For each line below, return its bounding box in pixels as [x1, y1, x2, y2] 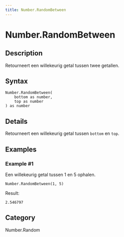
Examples [5, 145, 37, 153]
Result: [5, 190, 20, 196]
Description [5, 49, 43, 58]
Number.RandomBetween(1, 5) [5, 181, 64, 186]
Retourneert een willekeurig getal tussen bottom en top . [5, 130, 119, 136]
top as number [14, 99, 44, 104]
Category [5, 213, 36, 222]
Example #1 [5, 160, 34, 167]
